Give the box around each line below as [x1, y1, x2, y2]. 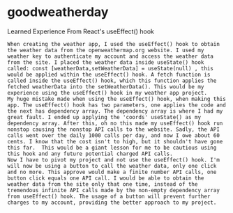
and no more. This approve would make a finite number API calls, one [7, 168, 217, 175]
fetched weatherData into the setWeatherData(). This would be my [7, 83, 204, 90]
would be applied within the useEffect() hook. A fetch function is [7, 71, 211, 78]
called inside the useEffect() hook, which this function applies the [7, 77, 217, 84]
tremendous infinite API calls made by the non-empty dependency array [7, 187, 220, 194]
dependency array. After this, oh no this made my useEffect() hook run [7, 120, 223, 127]
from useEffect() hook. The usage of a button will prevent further [7, 193, 211, 200]
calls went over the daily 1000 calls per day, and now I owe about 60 [7, 132, 220, 139]
